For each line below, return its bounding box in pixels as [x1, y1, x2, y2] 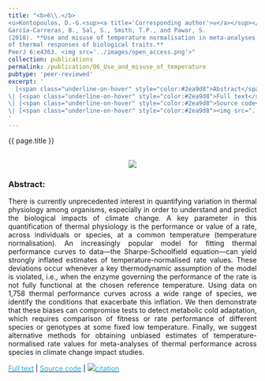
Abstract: [8, 178, 46, 189]
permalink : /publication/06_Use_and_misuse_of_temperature [8, 63, 207, 71]
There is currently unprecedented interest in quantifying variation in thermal [8, 196, 257, 206]
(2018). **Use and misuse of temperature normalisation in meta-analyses [8, 33, 256, 42]
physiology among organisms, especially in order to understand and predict [8, 205, 257, 215]
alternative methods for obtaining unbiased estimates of [8, 331, 209, 340]
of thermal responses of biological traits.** [8, 41, 164, 49]
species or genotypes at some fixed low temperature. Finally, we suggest [8, 323, 257, 332]
